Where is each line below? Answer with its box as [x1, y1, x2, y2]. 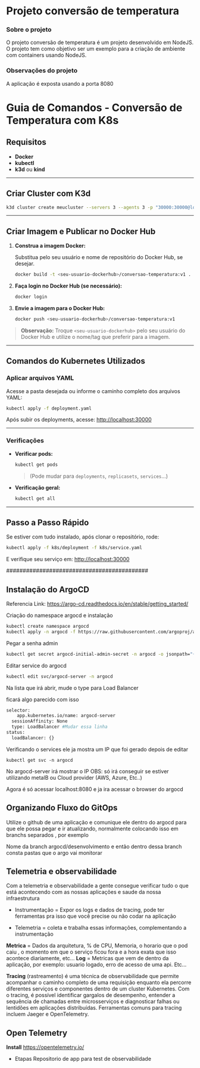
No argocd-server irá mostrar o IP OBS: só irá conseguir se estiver [6, 767, 169, 775]
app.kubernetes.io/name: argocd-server [17, 713, 116, 719]
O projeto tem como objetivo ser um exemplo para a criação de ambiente [6, 45, 186, 52]
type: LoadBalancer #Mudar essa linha [11, 724, 108, 730]
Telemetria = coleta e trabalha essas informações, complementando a [14, 924, 187, 932]
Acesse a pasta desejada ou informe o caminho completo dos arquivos [6, 387, 180, 394]
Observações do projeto [6, 67, 78, 75]
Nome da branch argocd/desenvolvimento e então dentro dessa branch [6, 843, 182, 850]
